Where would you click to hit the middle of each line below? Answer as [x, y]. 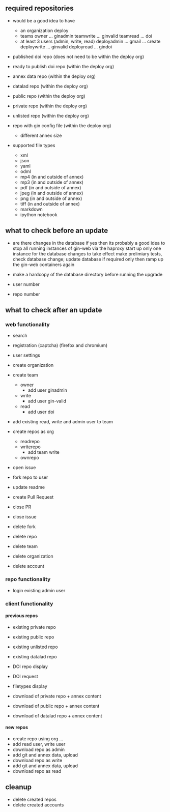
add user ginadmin [47, 390]
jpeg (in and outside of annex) [52, 193]
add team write [44, 452]
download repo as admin [39, 749]
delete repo [25, 537]
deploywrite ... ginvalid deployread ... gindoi [66, 47]
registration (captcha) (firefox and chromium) [60, 345]
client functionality [29, 603]
